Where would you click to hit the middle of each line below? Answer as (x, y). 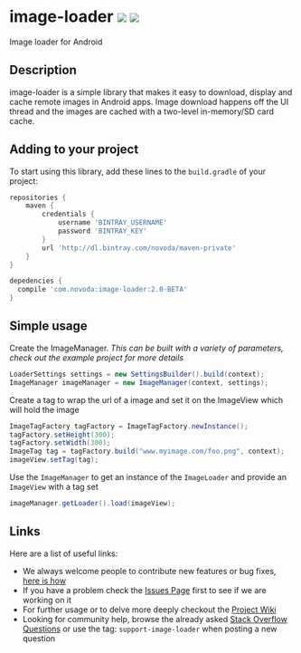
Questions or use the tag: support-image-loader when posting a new (150, 629)
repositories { (38, 197)
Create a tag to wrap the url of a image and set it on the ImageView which (146, 399)
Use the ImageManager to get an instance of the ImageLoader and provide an (148, 477)
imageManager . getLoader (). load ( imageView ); (93, 504)
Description (43, 70)
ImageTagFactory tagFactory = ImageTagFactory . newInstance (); (129, 426)
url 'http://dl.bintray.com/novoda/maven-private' (139, 248)
